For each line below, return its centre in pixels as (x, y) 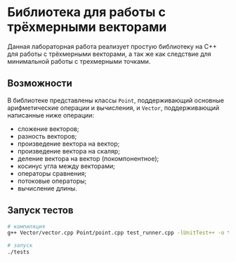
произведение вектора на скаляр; (69, 151)
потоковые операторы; (52, 181)
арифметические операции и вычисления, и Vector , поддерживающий (113, 108)
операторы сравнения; (52, 173)
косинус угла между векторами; (66, 166)
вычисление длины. (47, 188)
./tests (19, 252)
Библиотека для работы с (87, 12)
